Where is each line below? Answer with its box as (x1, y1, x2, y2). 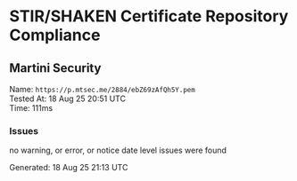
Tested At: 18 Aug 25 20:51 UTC (9, 93, 127, 104)
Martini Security (9, 60, 102, 75)
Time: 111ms (9, 103, 54, 113)
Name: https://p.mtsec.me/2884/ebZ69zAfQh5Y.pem (9, 84, 196, 94)
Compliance (9, 25, 101, 45)
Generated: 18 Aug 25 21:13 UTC (9, 162, 128, 173)
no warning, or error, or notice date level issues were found (9, 145, 227, 156)
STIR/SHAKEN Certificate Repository (9, 6, 289, 27)
